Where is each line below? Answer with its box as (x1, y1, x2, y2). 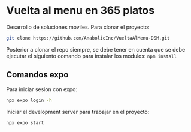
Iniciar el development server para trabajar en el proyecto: (6, 108, 150, 115)
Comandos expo (6, 70, 69, 80)
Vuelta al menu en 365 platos (6, 4, 154, 17)
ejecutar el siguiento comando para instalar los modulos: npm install (6, 52, 177, 59)
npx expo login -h (6, 97, 52, 103)
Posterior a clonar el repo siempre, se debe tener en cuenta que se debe (6, 46, 186, 53)
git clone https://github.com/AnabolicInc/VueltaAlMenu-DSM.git (6, 35, 170, 41)
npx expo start (6, 119, 44, 126)
